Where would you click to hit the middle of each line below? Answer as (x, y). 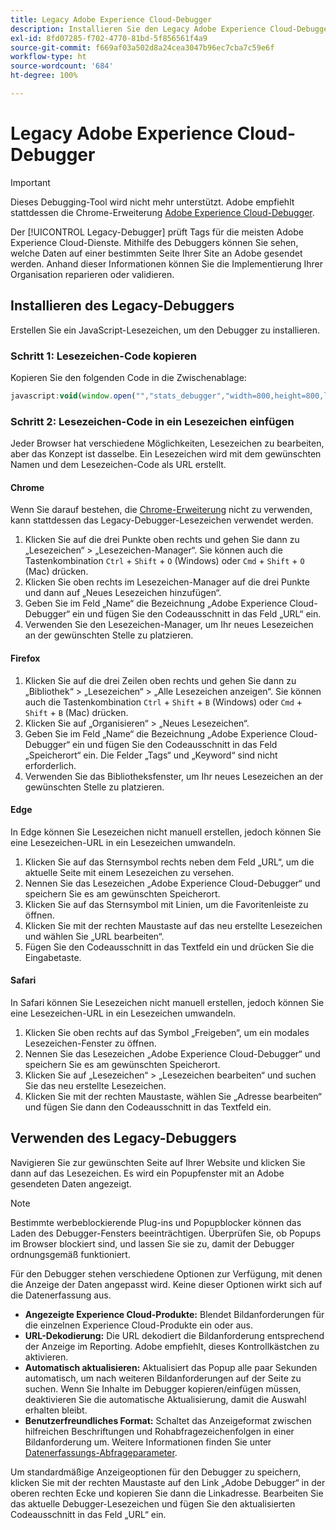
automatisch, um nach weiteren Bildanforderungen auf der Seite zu (163, 1378)
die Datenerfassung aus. (61, 1295)
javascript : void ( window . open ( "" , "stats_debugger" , (118, 396)
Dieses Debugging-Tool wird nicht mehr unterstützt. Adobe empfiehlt (152, 202)
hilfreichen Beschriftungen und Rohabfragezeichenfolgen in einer (159, 1431)
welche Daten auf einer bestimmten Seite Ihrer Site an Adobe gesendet (156, 253)
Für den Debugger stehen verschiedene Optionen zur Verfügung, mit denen (166, 1273)
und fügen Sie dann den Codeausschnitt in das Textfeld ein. (148, 1107)
